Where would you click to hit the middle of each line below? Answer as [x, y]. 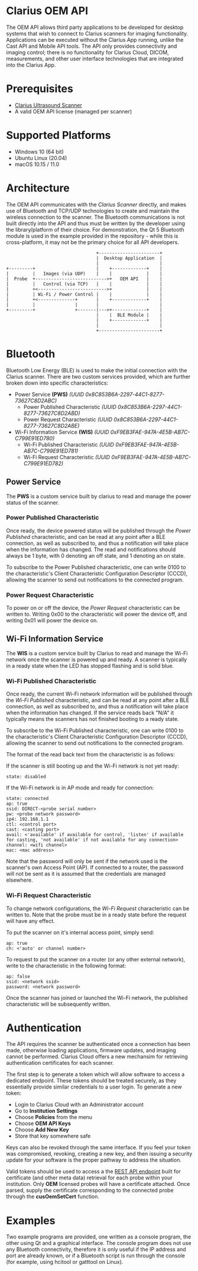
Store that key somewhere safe [53, 1136]
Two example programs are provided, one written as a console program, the [99, 1237]
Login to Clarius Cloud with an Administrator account [79, 1105]
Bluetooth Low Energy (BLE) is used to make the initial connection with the [97, 370]
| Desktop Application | [129, 258]
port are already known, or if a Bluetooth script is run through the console [95, 1256]
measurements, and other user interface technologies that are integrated [95, 58]
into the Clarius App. [31, 65]
